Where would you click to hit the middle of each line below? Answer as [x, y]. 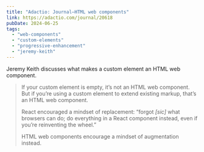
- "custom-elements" [38, 40]
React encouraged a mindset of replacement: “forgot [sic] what [100, 112]
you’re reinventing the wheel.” [59, 125]
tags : [13, 29]
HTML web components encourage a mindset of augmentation [100, 136]
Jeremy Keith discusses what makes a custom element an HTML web [93, 69]
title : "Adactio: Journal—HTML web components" [68, 12]
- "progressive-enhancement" [49, 46]
